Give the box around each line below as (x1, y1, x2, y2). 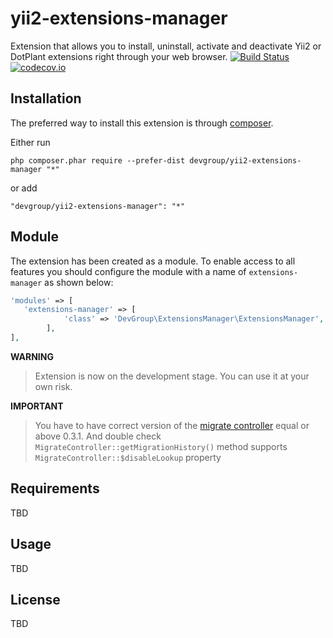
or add (10, 182, 38, 194)
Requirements (10, 480, 100, 497)
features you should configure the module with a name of (10, 265, 247, 277)
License (10, 591, 61, 608)
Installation (10, 90, 82, 107)
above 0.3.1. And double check (34, 430, 162, 442)
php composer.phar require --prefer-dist (10, 155, 186, 166)
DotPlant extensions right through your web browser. (10, 50, 228, 62)
